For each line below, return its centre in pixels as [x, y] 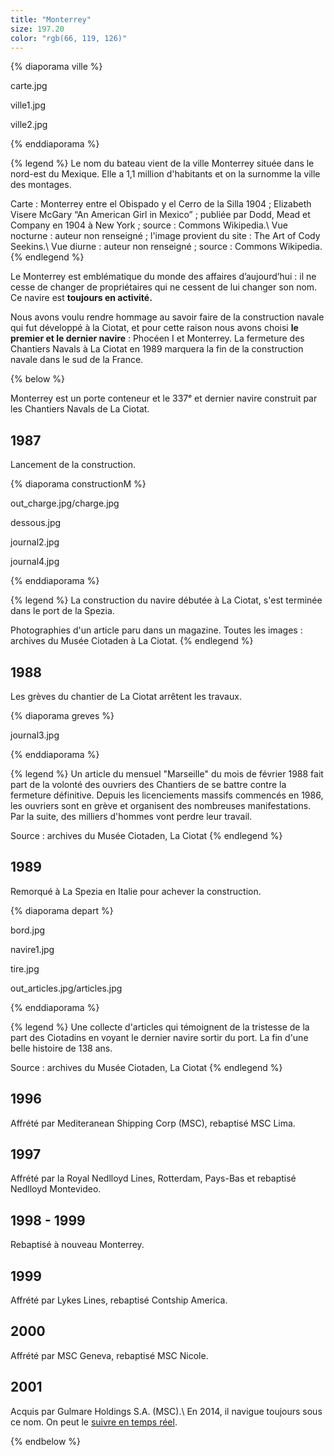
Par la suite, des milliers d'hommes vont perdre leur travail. [131, 816]
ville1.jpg [28, 105]
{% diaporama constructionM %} [78, 484]
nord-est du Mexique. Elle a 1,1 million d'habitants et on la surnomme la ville [165, 174]
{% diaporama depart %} [62, 910]
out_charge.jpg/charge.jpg [65, 503]
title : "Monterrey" [51, 19]
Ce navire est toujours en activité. [81, 298]
